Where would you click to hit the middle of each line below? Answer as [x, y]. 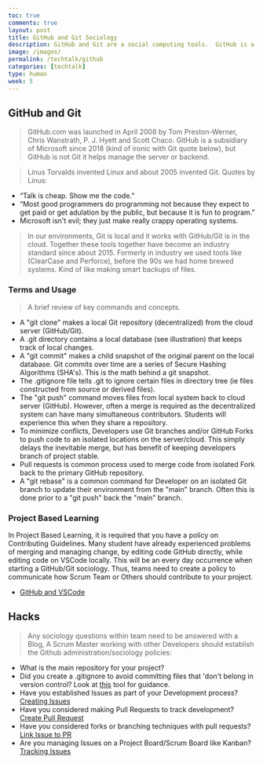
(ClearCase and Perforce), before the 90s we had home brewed [130, 261]
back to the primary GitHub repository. [82, 472]
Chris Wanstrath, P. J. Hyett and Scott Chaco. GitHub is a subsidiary [137, 140]
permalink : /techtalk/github [56, 60]
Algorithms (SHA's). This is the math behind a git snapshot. [115, 372]
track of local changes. [57, 347]
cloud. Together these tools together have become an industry [128, 244]
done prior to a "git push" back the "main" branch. [101, 498]
